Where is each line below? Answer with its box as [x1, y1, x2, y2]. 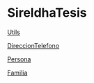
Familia [7, 68, 28, 77]
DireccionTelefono [7, 41, 60, 50]
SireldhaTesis [7, 5, 87, 21]
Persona [7, 54, 31, 63]
